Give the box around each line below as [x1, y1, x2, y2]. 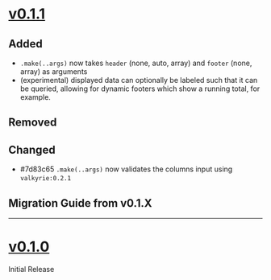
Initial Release [8, 264, 55, 274]
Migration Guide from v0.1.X [8, 196, 152, 210]
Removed [8, 116, 57, 130]
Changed [8, 142, 56, 157]
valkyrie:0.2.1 [19, 175, 72, 183]
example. [19, 93, 51, 101]
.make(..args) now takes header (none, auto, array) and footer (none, [19, 58, 252, 68]
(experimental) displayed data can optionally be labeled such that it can [19, 76, 258, 84]
